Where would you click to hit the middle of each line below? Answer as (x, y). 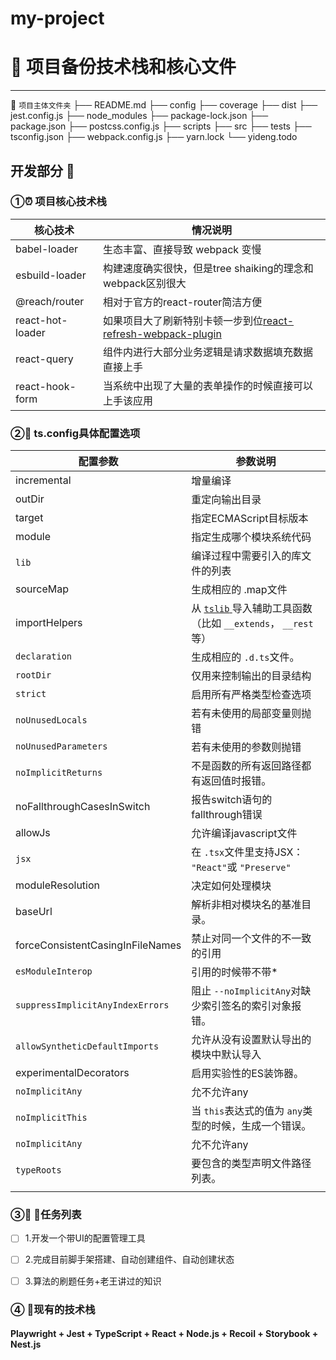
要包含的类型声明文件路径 (251, 1164)
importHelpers (49, 623)
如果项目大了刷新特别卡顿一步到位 (183, 320)
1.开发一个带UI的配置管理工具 (85, 1238)
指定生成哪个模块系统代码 (251, 537)
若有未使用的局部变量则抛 (251, 714)
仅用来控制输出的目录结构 (251, 676)
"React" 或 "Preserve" (241, 867)
